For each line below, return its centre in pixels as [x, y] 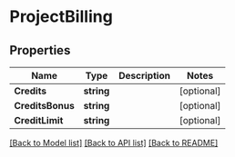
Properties [40, 50]
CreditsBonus [44, 106]
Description [144, 76]
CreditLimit [39, 120]
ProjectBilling [61, 17]
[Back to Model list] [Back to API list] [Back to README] [114, 143]
